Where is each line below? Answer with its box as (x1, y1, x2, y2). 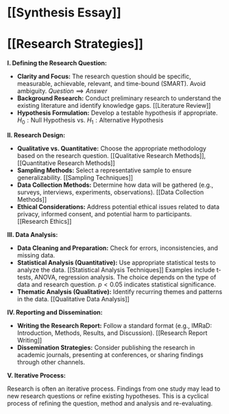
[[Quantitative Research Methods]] (16, 159, 115, 167)
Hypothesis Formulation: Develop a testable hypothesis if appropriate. (16, 108, 218, 117)
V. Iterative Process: (7, 371, 67, 379)
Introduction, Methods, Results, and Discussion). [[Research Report (16, 328, 208, 337)
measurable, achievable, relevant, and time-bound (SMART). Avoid (16, 80, 206, 88)
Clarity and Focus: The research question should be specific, (16, 72, 192, 80)
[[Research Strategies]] (7, 36, 144, 52)
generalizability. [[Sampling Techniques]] (16, 173, 134, 181)
